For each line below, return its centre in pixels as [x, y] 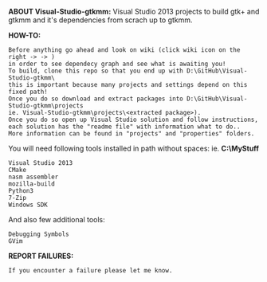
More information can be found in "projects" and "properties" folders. [132, 134]
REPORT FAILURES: [41, 256]
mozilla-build [32, 184]
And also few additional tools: [57, 219]
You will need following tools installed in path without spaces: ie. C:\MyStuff [133, 148]
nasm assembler [33, 177]
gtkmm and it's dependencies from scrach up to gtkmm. [100, 20]
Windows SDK [28, 205]
